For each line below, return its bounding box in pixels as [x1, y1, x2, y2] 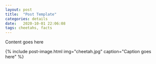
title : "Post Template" [5, 12, 57, 17]
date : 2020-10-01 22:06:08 [5, 21, 66, 26]
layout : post [5, 7, 32, 12]
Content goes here [5, 39, 44, 45]
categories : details [5, 16, 48, 21]
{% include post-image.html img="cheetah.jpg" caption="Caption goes [5, 49, 152, 55]
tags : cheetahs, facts [5, 26, 52, 31]
